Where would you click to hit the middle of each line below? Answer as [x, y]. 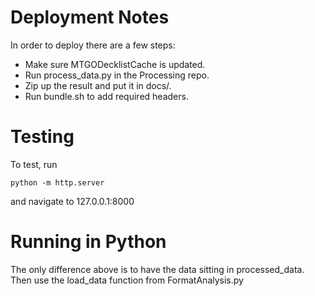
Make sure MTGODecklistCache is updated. [115, 64]
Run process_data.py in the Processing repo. [117, 75]
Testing [42, 137]
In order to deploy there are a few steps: [93, 45]
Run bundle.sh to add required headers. [106, 96]
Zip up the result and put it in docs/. [98, 85]
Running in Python [88, 242]
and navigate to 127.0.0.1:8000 [72, 201]
